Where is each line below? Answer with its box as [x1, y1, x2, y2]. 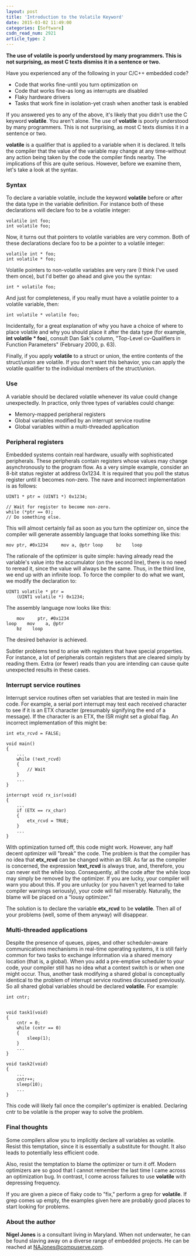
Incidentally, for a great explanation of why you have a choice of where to [6, 323, 183, 330]
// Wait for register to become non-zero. [6, 503, 111, 510]
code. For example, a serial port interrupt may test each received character [6, 700, 187, 708]
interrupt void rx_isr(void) [6, 792, 77, 798]
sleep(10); [16, 1082, 43, 1087]
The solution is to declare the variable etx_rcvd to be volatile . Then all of [6, 905, 182, 912]
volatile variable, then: [6, 301, 60, 308]
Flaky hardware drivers [14, 93, 70, 100]
